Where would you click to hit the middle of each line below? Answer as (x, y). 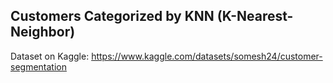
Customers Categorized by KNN (112, 16)
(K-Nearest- (255, 16)
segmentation (38, 66)
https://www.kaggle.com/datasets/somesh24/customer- (207, 56)
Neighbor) (43, 32)
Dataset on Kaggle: (50, 56)
